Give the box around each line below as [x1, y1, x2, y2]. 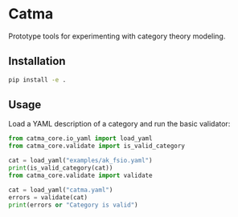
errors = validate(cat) [8, 193, 88, 201]
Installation [8, 54, 66, 68]
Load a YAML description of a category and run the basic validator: [8, 119, 231, 129]
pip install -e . [8, 75, 67, 84]
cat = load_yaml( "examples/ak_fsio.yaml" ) [8, 157, 153, 165]
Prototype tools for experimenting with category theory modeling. [8, 31, 226, 41]
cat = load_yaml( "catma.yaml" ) [8, 186, 113, 194]
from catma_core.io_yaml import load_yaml [8, 135, 153, 143]
